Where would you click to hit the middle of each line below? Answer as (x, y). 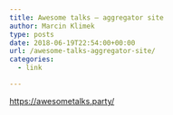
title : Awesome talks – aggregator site (87, 18)
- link (30, 68)
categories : (32, 59)
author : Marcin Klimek (52, 26)
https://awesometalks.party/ (62, 101)
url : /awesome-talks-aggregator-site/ (82, 51)
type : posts (32, 34)
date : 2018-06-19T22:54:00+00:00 (72, 43)
